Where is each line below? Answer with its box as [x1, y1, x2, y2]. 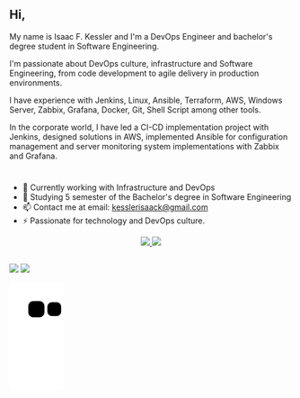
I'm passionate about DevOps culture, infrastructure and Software [9, 58, 253, 68]
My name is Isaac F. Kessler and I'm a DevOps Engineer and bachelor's [9, 31, 273, 41]
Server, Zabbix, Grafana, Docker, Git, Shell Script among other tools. [9, 104, 261, 115]
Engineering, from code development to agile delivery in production [9, 68, 260, 78]
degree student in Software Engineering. [9, 41, 160, 51]
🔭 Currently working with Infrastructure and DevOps [22, 182, 216, 193]
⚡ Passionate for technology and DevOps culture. [22, 215, 206, 226]
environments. [9, 77, 63, 88]
